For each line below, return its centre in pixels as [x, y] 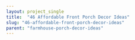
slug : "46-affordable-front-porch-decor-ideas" [65, 22]
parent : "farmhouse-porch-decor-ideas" [55, 28]
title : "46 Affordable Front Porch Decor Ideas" [68, 17]
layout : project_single [35, 11]
